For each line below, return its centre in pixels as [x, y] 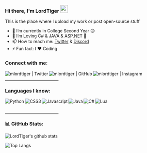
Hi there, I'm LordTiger [32, 11]
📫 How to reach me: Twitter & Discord [50, 42]
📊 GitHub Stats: [24, 123]
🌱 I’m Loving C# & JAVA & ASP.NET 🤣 [49, 36]
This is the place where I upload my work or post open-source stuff [72, 21]
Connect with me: [26, 63]
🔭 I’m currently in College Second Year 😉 [53, 31]
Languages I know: [28, 91]
